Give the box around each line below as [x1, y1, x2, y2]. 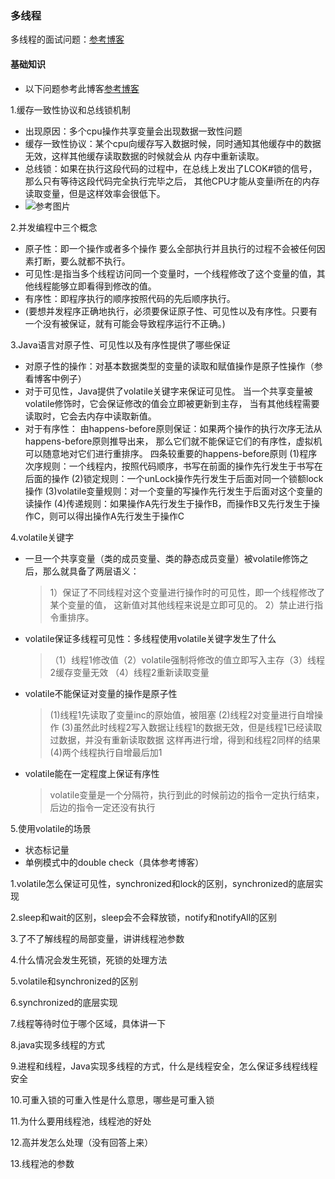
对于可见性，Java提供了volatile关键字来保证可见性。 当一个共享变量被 [24, 385, 313, 397]
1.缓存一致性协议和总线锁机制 [10, 103, 131, 116]
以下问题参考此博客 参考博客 [24, 82, 140, 94]
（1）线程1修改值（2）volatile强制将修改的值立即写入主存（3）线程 [49, 653, 325, 666]
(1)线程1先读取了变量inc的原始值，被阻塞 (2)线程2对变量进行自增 [49, 708, 315, 721]
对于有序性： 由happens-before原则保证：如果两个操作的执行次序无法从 [24, 422, 323, 434]
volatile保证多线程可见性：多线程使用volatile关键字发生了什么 [24, 632, 277, 644]
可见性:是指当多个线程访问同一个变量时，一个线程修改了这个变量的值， [24, 267, 317, 279]
